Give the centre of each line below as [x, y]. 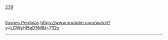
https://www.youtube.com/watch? [75, 22]
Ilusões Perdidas [22, 22]
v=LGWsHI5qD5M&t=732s [32, 28]
